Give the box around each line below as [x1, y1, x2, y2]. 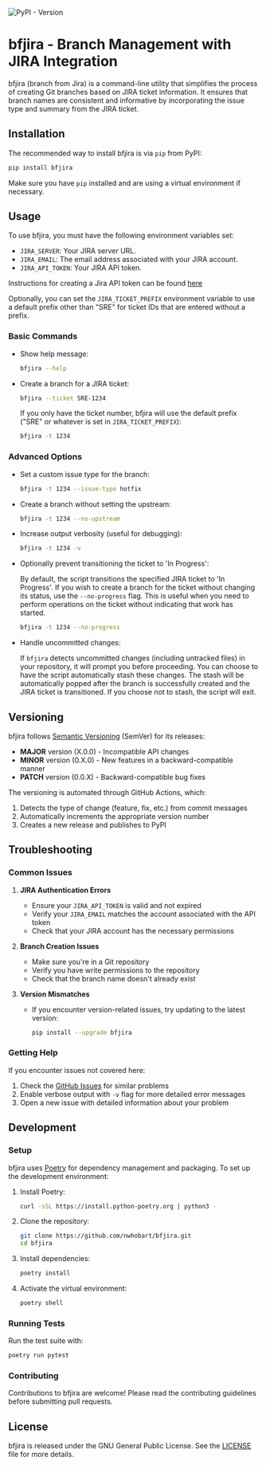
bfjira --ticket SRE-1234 [19, 394, 106, 402]
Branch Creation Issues [19, 941, 100, 951]
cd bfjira [19, 1240, 53, 1248]
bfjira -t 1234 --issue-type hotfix [19, 484, 142, 493]
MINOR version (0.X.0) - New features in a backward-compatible [19, 755, 233, 765]
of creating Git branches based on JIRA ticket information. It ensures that [8, 87, 248, 96]
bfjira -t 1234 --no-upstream [19, 515, 121, 523]
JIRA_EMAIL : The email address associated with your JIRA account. [19, 255, 238, 264]
